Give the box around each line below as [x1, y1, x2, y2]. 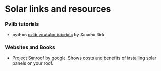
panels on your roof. [12, 60, 53, 66]
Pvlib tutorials [5, 21, 39, 28]
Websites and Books [5, 44, 55, 51]
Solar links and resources [5, 3, 111, 15]
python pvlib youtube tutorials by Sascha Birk [12, 32, 105, 37]
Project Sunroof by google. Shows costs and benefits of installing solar [12, 55, 157, 61]
